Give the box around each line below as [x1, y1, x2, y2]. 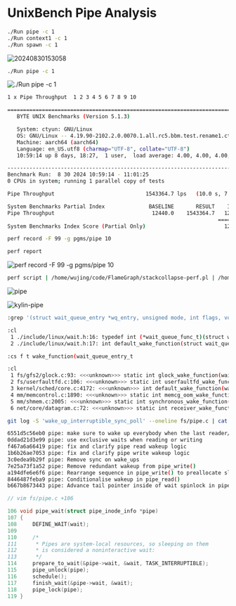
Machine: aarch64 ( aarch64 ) [16, 138, 99, 146]
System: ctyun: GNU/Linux [16, 126, 93, 133]
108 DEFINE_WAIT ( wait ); [7, 520, 90, 528]
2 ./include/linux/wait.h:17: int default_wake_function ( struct [10, 340, 202, 347]
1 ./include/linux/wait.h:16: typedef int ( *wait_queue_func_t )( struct [10, 333, 225, 340]
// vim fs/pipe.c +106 [7, 495, 74, 502]
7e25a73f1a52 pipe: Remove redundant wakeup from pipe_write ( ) [7, 463, 197, 470]
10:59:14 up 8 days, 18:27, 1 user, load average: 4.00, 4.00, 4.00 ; [16, 152, 231, 159]
